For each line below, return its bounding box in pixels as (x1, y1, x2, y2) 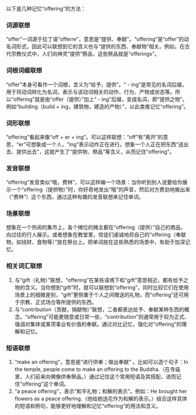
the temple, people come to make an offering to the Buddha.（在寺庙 (14, 366, 181, 373)
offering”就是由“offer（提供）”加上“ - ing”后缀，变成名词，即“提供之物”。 (13, 96, 188, 103)
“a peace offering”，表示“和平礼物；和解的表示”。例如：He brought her (14, 388, 187, 395)
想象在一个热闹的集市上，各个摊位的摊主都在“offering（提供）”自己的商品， (6, 224, 186, 231)
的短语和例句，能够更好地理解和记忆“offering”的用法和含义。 (14, 403, 161, 410)
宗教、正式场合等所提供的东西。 (19, 298, 97, 305)
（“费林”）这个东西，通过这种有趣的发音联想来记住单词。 (6, 193, 145, 201)
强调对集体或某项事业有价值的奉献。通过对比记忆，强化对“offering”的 (14, 320, 182, 328)
